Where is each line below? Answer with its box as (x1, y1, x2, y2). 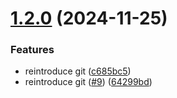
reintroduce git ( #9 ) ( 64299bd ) (24, 76, 153, 88)
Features (10, 43, 55, 57)
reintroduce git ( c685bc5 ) (24, 65, 132, 77)
